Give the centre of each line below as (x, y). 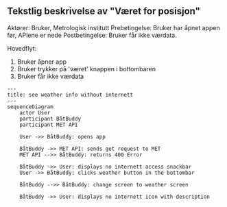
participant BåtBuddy (50, 119)
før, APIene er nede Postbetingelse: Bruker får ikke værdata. (92, 35)
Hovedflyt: (22, 48)
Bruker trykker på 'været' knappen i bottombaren (86, 69)
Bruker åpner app (42, 62)
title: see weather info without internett (70, 95)
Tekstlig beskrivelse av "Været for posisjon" (104, 11)
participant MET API (49, 125)
